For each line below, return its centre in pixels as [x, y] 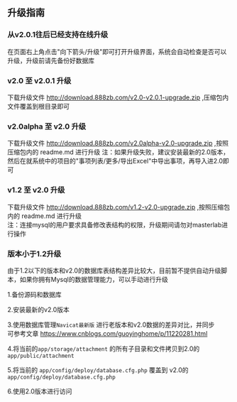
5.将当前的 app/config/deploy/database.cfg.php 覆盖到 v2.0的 [98, 370]
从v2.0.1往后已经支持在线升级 [58, 35]
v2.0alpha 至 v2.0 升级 [47, 126]
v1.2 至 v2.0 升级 [36, 190]
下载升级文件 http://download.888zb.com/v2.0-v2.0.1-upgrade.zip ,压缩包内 [118, 97]
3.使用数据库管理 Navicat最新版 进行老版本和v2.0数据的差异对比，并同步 [111, 325]
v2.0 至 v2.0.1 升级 [39, 80]
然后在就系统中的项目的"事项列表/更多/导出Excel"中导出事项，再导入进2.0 [115, 161]
